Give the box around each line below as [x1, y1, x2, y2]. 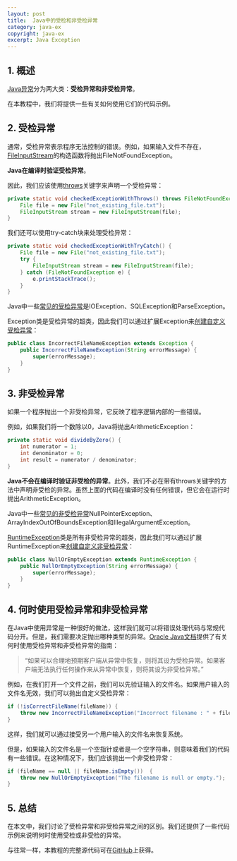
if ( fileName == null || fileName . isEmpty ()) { [7, 767, 153, 775]
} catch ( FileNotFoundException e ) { [20, 269, 131, 276]
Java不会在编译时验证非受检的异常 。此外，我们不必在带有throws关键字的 [7, 476, 221, 485]
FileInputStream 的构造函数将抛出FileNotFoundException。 [7, 151, 176, 159]
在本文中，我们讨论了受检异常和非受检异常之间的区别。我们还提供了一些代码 [7, 822, 230, 831]
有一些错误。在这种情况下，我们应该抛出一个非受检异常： [7, 753, 174, 762]
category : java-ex [7, 23, 61, 30]
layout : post [7, 10, 46, 18]
